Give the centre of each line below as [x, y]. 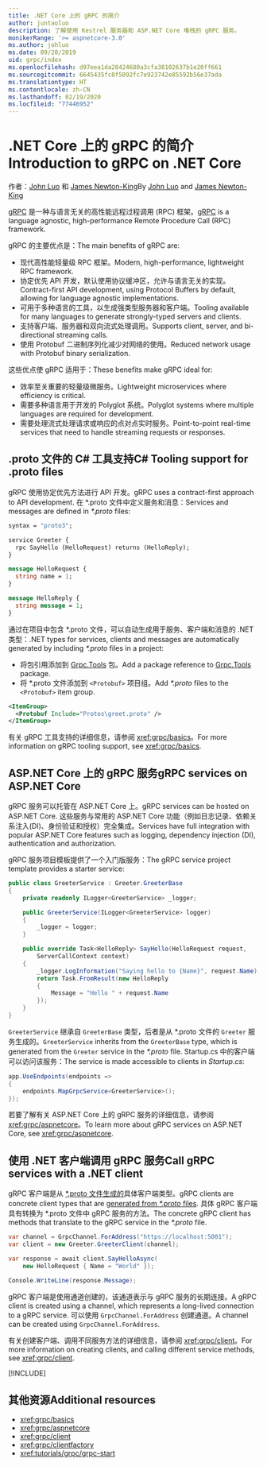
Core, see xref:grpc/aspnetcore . [61, 1134]
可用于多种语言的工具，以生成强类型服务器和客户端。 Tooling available [134, 308]
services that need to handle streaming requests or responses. [122, 432]
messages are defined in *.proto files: [70, 511]
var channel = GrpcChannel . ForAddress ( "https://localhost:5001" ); [120, 1237]
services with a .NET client [76, 1173]
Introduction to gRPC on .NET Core [125, 163]
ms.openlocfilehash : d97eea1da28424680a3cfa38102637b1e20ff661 [115, 68]
